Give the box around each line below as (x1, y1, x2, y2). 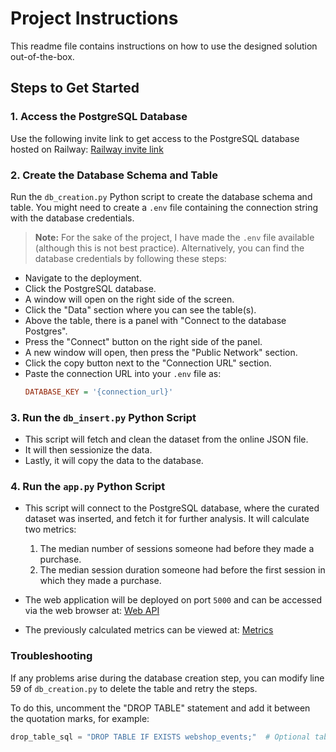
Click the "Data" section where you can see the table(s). (24, 303, 257, 316)
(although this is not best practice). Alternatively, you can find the (34, 242, 305, 254)
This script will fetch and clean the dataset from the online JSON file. (24, 433, 309, 446)
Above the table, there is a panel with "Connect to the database (24, 314, 287, 326)
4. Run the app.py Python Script (10, 480, 166, 494)
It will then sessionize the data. (24, 444, 153, 456)
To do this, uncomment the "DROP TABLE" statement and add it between (10, 702, 311, 714)
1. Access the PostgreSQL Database (10, 110, 188, 124)
